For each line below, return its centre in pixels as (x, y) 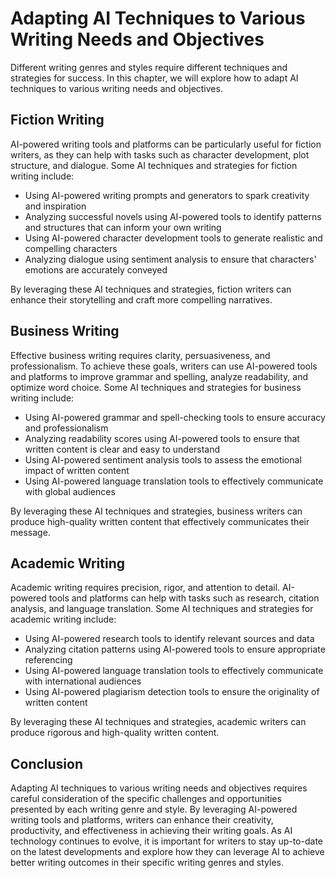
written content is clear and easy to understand (122, 449)
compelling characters (71, 248)
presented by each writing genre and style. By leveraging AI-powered (154, 809)
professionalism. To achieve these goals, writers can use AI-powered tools (164, 366)
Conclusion (47, 763)
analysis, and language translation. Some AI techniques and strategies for (162, 609)
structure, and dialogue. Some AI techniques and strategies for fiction (154, 165)
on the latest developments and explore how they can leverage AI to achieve (167, 852)
